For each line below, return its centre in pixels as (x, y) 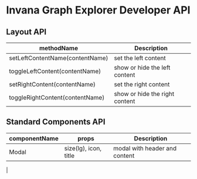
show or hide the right (144, 94)
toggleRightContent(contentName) (57, 97)
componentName (34, 138)
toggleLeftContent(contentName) (55, 71)
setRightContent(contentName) (52, 84)
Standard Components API (56, 122)
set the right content (142, 84)
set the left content (140, 58)
